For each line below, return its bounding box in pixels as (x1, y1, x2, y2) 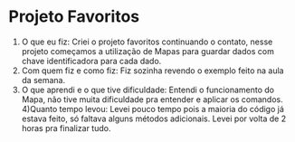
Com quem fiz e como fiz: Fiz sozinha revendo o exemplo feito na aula (21, 65, 284, 76)
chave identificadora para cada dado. (21, 55, 162, 66)
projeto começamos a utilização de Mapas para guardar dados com (21, 45, 275, 56)
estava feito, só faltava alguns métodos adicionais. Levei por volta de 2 (21, 113, 287, 124)
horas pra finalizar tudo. (21, 122, 111, 133)
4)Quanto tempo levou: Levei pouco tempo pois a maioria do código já (21, 103, 284, 114)
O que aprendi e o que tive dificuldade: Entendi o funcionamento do (21, 84, 275, 95)
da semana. (21, 74, 66, 85)
